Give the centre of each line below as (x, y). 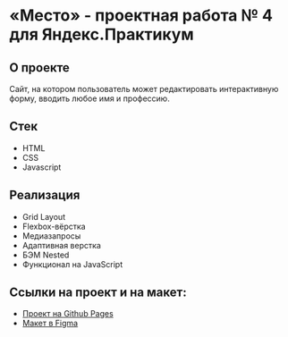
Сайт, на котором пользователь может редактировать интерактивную (144, 89)
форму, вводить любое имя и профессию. (89, 98)
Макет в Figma (50, 324)
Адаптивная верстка (61, 245)
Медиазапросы (51, 236)
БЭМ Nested (46, 255)
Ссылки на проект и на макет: (98, 293)
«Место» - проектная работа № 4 (141, 16)
